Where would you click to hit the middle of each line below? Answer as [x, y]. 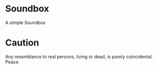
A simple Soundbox [25, 22]
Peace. [13, 62]
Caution [22, 43]
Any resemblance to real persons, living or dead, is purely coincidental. [79, 56]
